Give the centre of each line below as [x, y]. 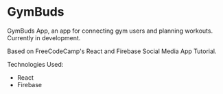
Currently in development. [44, 37]
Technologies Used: [35, 64]
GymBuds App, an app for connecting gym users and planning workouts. [110, 31]
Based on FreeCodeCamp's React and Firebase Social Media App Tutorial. [112, 51]
